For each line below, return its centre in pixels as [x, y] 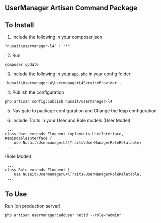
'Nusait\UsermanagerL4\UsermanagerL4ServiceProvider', [63, 83]
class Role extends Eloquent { [38, 170]
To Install [20, 25]
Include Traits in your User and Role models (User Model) [71, 121]
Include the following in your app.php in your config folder [71, 74]
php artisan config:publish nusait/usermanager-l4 [59, 102]
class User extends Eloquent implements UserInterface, [64, 134]
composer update [22, 65]
